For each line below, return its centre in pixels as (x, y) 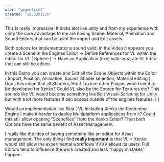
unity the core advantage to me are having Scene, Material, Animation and (80, 33)
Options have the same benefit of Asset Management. (59, 124)
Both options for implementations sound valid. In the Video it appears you (79, 48)
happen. (13, 154)
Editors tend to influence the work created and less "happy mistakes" (75, 149)
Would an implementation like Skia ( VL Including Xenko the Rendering (76, 109)
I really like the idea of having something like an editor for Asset (69, 134)
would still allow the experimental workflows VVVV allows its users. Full (77, 144)
